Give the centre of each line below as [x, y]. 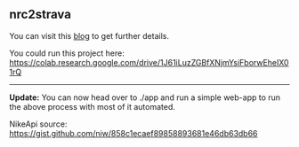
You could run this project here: [67, 53]
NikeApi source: [38, 124]
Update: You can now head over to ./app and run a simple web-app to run [145, 97]
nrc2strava [40, 15]
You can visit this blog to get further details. [89, 35]
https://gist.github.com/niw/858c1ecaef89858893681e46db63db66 [133, 133]
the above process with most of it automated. [93, 106]
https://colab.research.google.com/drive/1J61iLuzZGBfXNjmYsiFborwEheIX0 [149, 62]
